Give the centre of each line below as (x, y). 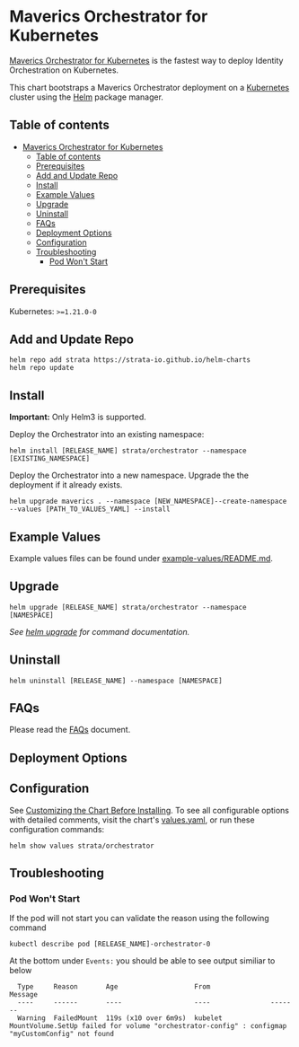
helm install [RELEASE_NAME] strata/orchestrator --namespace (128, 451)
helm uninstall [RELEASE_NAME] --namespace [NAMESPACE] (116, 681)
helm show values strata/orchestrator (82, 846)
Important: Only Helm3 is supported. (78, 417)
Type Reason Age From (114, 987)
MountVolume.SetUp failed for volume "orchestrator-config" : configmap (148, 1026)
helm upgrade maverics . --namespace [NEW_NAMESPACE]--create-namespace (148, 502)
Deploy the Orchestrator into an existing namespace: (107, 435)
